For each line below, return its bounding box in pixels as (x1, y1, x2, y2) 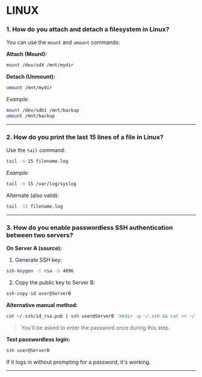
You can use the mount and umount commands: (6, 39, 120, 46)
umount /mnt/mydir (6, 85, 52, 91)
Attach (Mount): (6, 51, 47, 58)
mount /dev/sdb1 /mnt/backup (6, 107, 79, 113)
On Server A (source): (6, 245, 62, 252)
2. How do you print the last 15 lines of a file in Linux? (6, 133, 164, 141)
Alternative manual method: (6, 301, 78, 308)
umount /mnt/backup (6, 113, 55, 119)
